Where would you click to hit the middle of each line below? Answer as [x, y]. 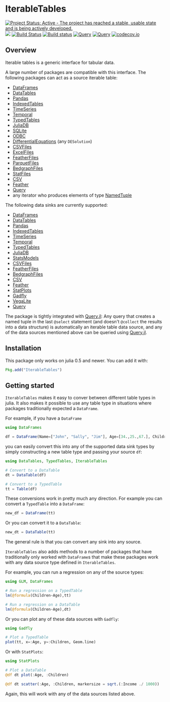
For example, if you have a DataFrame [44, 418]
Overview [21, 50]
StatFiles [22, 173]
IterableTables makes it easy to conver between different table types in [80, 398]
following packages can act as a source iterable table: [61, 78]
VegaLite [22, 301]
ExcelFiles [23, 152]
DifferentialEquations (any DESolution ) [52, 141]
